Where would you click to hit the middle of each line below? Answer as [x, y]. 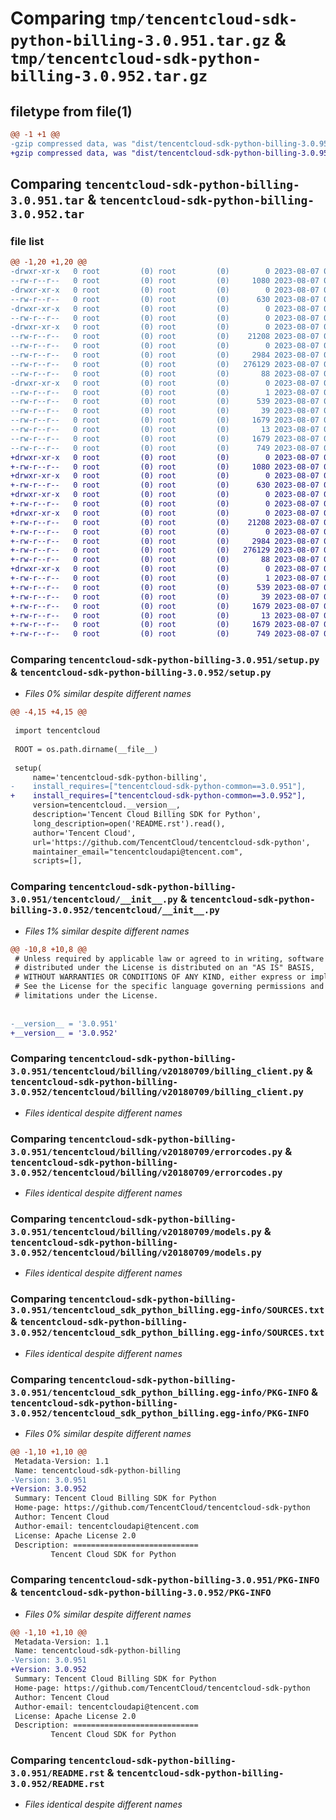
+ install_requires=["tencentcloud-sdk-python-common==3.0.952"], [158, 796]
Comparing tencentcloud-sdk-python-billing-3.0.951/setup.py [165, 660]
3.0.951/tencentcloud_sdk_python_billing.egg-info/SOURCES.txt [167, 1310]
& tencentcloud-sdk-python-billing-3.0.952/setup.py [141, 672]
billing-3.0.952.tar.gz [109, 76]
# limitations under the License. [86, 996]
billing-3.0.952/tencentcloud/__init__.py [115, 910]
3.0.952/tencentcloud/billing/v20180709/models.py [136, 1252]
